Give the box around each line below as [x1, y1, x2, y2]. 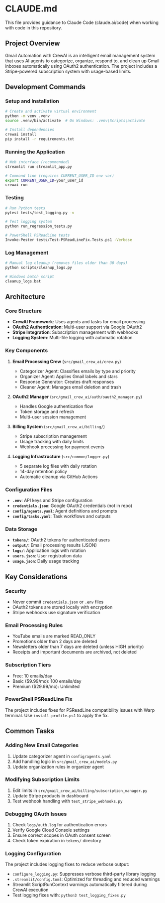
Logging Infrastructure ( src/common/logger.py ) [12, 453, 110, 459]
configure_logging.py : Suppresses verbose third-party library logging [12, 871, 156, 877]
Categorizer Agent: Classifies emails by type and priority [19, 368, 136, 374]
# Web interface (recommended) [5, 159, 70, 164]
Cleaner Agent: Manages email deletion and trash [19, 384, 121, 390]
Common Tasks [5, 727, 55, 735]
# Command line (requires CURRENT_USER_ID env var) [5, 173, 114, 178]
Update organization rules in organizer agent [12, 764, 104, 770]
